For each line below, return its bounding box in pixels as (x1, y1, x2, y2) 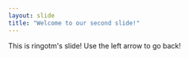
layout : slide (8, 11, 56, 20)
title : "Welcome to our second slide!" (8, 19, 141, 27)
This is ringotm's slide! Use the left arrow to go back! (8, 41, 181, 50)
